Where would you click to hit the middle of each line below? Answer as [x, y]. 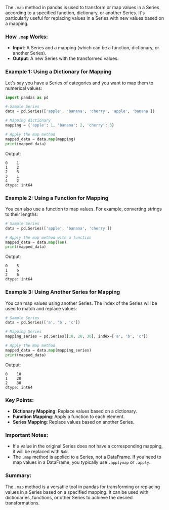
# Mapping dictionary [28, 121]
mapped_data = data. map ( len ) [36, 242]
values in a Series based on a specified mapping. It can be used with [77, 492]
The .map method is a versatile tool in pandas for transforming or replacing [83, 487]
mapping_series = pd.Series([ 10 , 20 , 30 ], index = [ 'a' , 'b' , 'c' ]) [77, 337]
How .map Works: [27, 37]
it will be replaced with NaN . [41, 452]
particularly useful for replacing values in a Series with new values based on [85, 18]
